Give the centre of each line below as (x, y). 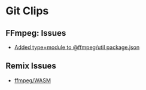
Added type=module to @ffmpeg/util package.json (77, 47)
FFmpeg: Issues (36, 33)
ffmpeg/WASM (33, 80)
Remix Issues (31, 66)
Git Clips (27, 11)
